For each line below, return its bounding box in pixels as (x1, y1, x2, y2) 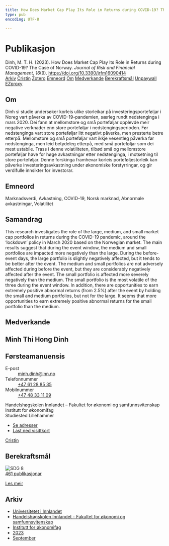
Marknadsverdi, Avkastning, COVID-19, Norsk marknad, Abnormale (5, 195, 144, 201)
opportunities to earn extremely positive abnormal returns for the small (5, 298, 152, 304)
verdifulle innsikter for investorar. (5, 167, 74, 173)
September (12, 535, 36, 541)
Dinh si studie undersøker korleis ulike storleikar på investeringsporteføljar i (5, 109, 161, 115)
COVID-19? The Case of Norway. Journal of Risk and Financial (5, 65, 135, 71)
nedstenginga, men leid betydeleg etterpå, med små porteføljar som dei (5, 141, 154, 147)
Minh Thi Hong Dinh (5, 335, 69, 343)
